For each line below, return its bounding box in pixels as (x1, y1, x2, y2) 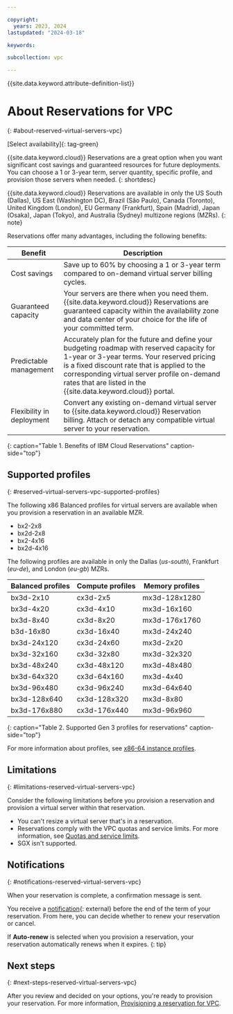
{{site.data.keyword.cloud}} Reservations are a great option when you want (7, 153, 223, 162)
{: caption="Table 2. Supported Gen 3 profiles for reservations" (7, 723, 189, 732)
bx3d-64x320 (10, 671, 59, 681)
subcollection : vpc (7, 54, 64, 61)
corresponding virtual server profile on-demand (63, 369, 221, 379)
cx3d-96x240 (76, 682, 125, 692)
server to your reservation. (63, 424, 150, 433)
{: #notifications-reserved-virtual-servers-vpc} (7, 877, 141, 886)
